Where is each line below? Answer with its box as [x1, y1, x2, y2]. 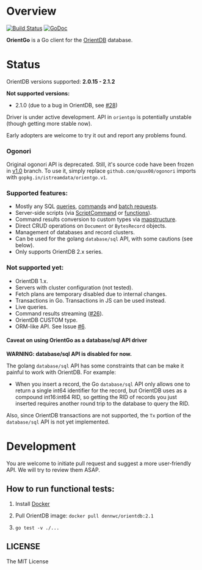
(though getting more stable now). [6, 120, 93, 127]
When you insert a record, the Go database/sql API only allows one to [15, 380, 190, 388]
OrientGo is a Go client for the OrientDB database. [6, 36, 133, 43]
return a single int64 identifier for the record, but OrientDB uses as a [15, 386, 187, 394]
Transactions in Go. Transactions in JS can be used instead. [15, 297, 166, 304]
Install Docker [15, 500, 50, 507]
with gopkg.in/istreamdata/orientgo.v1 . [6, 174, 108, 181]
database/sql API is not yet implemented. [6, 418, 110, 425]
